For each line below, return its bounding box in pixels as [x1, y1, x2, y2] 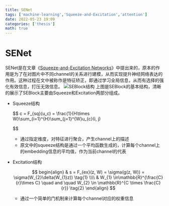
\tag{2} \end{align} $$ [69, 185, 116, 191]
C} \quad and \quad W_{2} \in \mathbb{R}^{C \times [35, 180, 143, 186]
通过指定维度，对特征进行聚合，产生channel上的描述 [20, 136, 129, 142]
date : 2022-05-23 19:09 [5, 17, 55, 22]
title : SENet [5, 7, 33, 13]
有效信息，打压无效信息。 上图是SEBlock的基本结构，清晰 [9, 84, 161, 90]
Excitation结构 [12, 159, 42, 165]
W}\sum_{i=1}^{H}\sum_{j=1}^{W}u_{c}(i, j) [12, 116, 101, 122]
